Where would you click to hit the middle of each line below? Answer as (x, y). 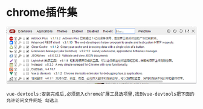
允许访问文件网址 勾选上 (32, 101)
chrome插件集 (42, 12)
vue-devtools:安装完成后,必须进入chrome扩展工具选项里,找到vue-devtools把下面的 (100, 94)
